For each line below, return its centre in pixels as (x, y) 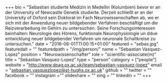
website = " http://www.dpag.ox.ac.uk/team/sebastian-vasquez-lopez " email (83, 65)
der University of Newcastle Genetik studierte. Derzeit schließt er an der (79, 12)
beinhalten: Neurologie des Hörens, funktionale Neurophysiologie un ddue (82, 33)
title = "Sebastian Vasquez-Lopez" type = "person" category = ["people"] (81, 60)
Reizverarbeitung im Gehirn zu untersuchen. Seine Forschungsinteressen (80, 28)
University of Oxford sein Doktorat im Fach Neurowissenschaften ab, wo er (82, 18)
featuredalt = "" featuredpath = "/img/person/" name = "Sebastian (73, 49)
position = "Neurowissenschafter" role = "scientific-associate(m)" (89, 54)
